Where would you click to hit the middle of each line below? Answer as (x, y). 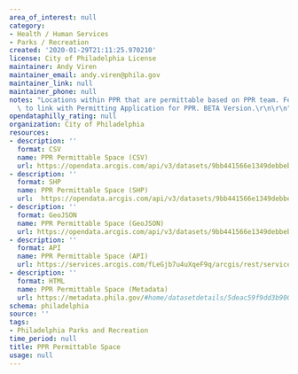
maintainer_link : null (51, 83)
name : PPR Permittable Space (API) (83, 257)
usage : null (31, 355)
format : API (39, 248)
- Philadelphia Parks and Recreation (79, 331)
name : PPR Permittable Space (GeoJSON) (91, 223)
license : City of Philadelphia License (83, 58)
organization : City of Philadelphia (77, 125)
